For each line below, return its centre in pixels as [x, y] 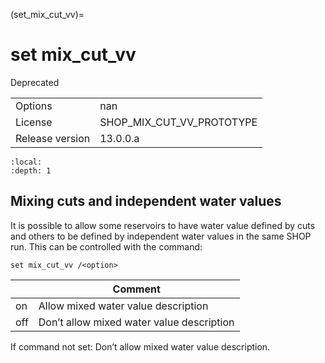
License [34, 122]
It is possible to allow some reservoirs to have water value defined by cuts [163, 225]
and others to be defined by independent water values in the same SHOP [161, 236]
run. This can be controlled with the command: [106, 246]
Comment [136, 289]
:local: [26, 162]
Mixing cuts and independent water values [146, 201]
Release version [53, 138]
